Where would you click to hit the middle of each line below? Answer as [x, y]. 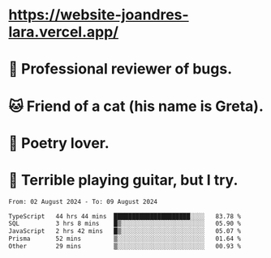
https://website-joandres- [99, 15]
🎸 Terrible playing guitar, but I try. [123, 180]
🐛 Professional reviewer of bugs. [120, 69]
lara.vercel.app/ [64, 32]
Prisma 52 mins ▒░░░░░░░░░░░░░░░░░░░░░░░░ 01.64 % [125, 239]
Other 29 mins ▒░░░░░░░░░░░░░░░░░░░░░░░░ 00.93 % [125, 247]
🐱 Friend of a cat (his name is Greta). [136, 106]
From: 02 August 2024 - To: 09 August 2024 [83, 201]
